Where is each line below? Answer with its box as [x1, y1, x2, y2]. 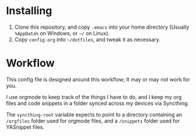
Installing [6, 4, 53, 18]
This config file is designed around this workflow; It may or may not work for [6, 76, 190, 83]
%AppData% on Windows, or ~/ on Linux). [14, 29, 110, 36]
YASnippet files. [6, 123, 45, 130]
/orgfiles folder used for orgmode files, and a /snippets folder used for [6, 117, 180, 124]
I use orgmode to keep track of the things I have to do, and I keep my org [6, 93, 182, 100]
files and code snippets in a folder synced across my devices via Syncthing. [6, 100, 189, 107]
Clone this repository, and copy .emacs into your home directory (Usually [14, 23, 190, 30]
